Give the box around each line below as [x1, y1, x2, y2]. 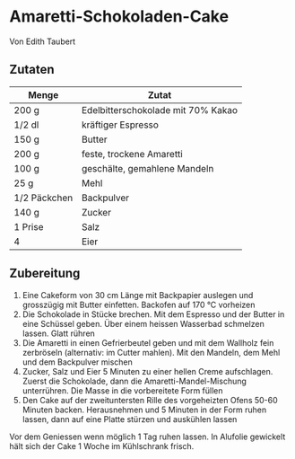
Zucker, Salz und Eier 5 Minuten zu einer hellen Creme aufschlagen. [22, 366, 273, 376]
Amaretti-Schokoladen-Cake [9, 6, 230, 27]
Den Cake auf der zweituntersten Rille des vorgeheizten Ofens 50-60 [22, 394, 278, 405]
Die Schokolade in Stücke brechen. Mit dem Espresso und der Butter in [22, 308, 285, 320]
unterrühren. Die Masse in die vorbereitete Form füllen [22, 384, 223, 396]
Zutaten [9, 62, 56, 77]
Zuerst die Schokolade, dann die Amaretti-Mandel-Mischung [22, 375, 247, 386]
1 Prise [13, 220, 44, 233]
